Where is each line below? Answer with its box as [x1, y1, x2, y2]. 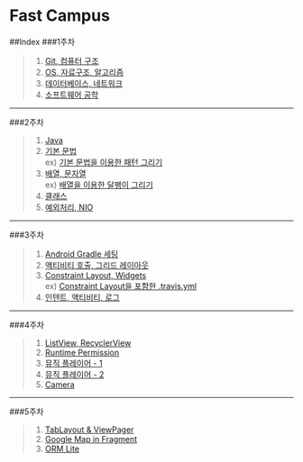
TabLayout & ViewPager [44, 424, 134, 435]
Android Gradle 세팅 [44, 249, 119, 259]
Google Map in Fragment [44, 433, 138, 444]
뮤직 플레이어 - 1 [44, 358, 103, 368]
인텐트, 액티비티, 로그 [44, 292, 120, 303]
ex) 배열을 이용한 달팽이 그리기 [44, 179, 153, 190]
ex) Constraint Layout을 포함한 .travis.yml [44, 280, 197, 291]
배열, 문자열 [44, 168, 87, 178]
